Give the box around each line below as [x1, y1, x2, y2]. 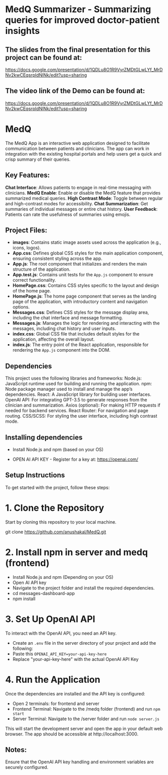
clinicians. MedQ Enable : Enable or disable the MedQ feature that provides [5, 190, 160, 196]
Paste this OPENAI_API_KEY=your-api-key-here [12, 650, 107, 657]
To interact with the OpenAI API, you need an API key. [5, 630, 117, 636]
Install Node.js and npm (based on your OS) [12, 447, 104, 452]
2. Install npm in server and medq [5, 546, 148, 558]
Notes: [5, 745, 27, 754]
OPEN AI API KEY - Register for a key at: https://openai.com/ [12, 456, 139, 462]
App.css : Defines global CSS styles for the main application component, [12, 250, 163, 256]
